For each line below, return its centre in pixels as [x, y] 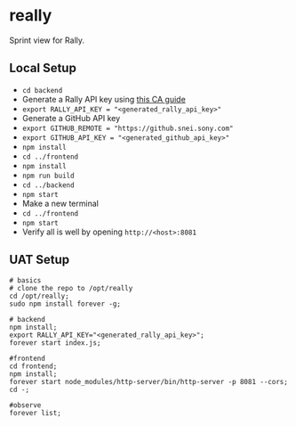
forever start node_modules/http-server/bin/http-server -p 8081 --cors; [149, 381]
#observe [25, 405]
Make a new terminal [60, 203]
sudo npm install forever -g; [65, 304]
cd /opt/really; [39, 296]
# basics [25, 280]
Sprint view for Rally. [47, 40]
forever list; [36, 413]
